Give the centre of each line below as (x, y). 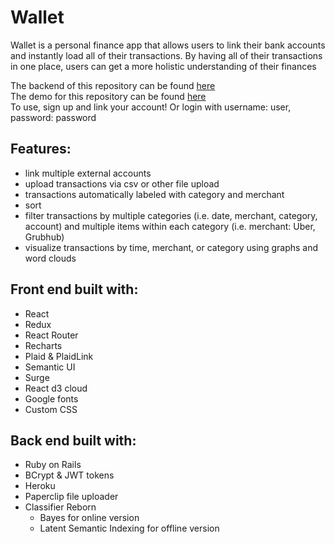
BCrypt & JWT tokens (69, 475)
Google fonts (51, 398)
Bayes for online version (89, 518)
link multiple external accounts (88, 173)
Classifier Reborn (60, 507)
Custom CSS (51, 409)
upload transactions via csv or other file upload (122, 183)
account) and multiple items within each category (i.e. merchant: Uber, (170, 226)
